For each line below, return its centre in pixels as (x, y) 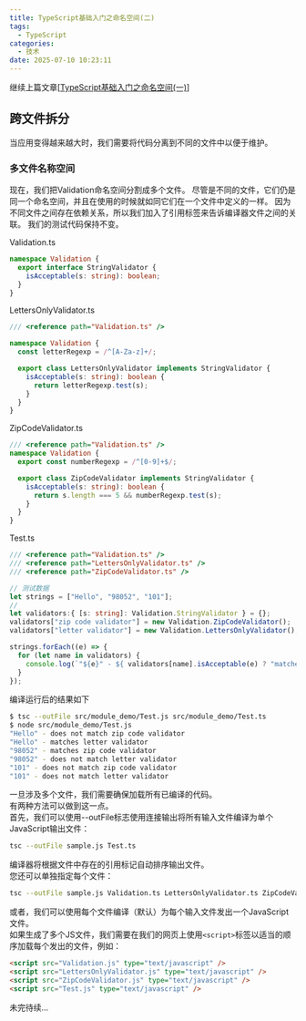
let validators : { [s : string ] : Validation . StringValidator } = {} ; (140, 614)
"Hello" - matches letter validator (79, 743)
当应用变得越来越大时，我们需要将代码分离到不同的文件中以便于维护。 (141, 142)
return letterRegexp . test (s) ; (91, 385)
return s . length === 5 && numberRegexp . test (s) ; (127, 495)
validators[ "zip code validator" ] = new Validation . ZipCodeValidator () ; (150, 622)
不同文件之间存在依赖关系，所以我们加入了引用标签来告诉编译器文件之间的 (149, 213)
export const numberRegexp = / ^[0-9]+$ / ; (97, 462)
